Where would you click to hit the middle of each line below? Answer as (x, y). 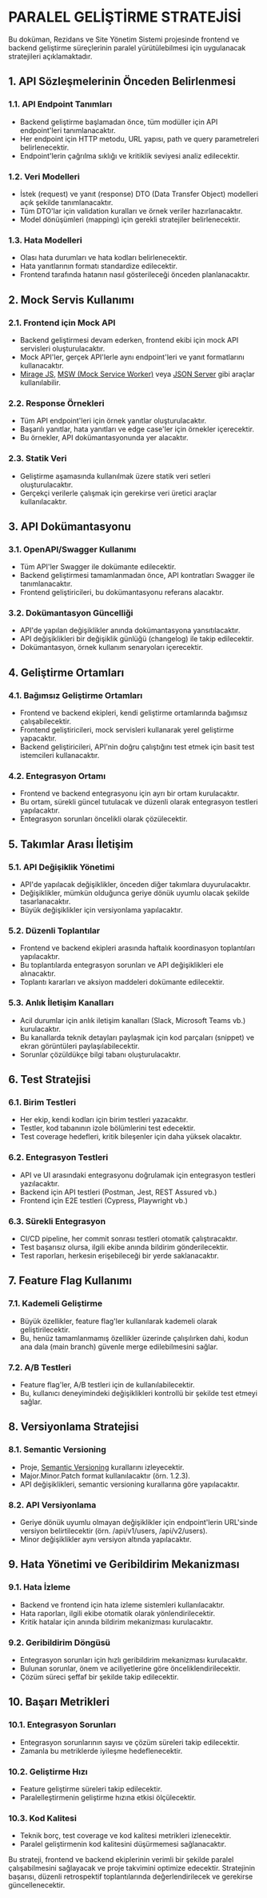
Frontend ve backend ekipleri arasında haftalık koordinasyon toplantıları (137, 948)
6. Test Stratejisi (50, 1079)
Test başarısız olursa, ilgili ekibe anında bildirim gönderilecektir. (124, 1247)
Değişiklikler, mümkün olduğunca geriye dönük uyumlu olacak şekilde (135, 893)
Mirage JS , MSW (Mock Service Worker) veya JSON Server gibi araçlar (137, 374)
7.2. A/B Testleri (40, 1367)
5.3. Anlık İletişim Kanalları (61, 1003)
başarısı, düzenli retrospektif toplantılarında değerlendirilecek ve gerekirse (131, 1876)
